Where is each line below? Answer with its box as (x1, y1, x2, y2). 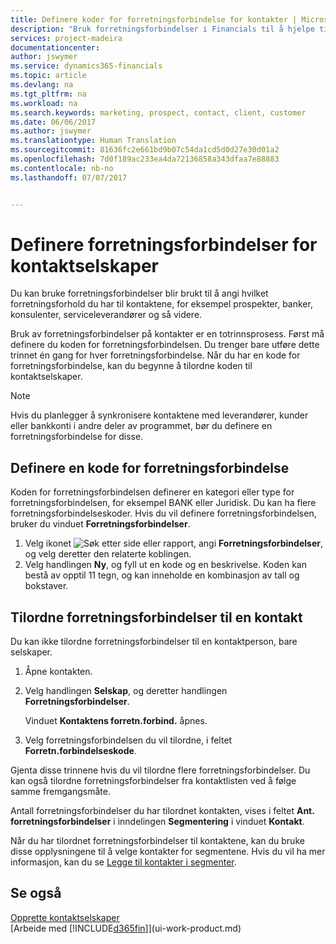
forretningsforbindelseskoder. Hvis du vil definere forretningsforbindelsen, (10, 507, 317, 520)
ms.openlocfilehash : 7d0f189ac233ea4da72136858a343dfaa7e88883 (10, 154, 280, 164)
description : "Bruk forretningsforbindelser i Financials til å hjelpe (10, 24, 315, 34)
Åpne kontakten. (24, 666, 93, 678)
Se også (10, 885, 62, 902)
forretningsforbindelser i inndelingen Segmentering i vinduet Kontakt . (10, 816, 305, 828)
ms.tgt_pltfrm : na (10, 89, 87, 99)
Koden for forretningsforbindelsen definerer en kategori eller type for (10, 486, 295, 498)
